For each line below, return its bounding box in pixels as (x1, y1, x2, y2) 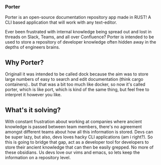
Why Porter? (5, 58, 44, 66)
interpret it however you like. (5, 92, 62, 98)
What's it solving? (5, 105, 61, 114)
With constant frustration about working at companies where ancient (5, 119, 142, 124)
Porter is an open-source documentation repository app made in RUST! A (5, 15, 151, 20)
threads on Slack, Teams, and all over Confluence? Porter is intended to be (5, 34, 154, 40)
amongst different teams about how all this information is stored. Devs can (5, 129, 153, 135)
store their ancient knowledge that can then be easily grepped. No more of (5, 144, 154, 150)
